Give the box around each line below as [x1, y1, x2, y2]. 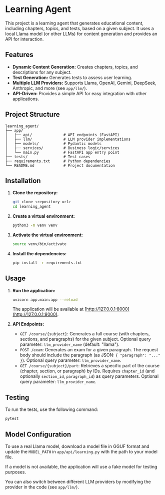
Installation [5, 176, 41, 185]
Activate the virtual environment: [12, 232, 83, 238]
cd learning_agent [12, 204, 51, 209]
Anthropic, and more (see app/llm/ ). [12, 85, 87, 91]
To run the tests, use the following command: [5, 406, 98, 412]
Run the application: [12, 287, 56, 293]
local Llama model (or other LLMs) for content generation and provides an [5, 31, 157, 37]
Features [5, 51, 33, 59]
